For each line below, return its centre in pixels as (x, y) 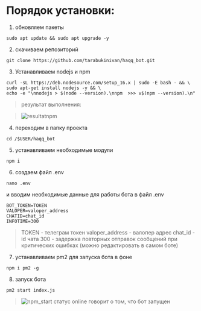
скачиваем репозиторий (46, 49)
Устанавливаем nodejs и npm (53, 71)
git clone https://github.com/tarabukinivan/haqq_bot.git (81, 60)
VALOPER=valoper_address (37, 211)
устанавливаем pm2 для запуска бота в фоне (74, 257)
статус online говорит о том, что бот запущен (112, 301)
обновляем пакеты (40, 27)
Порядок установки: (60, 11)
